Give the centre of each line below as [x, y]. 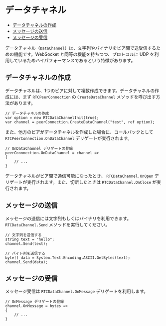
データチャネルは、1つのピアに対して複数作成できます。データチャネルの [80, 91]
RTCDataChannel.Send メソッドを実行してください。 [58, 224]
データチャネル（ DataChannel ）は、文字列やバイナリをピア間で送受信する [81, 48]
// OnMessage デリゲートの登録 [35, 302]
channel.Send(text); [27, 244]
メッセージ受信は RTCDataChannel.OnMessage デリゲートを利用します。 [77, 291]
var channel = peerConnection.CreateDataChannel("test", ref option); [80, 122]
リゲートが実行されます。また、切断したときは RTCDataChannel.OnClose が [81, 182]
